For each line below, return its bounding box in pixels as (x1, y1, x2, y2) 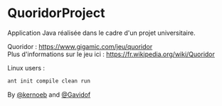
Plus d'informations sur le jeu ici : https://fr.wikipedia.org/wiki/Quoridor (7, 50, 216, 58)
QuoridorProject (7, 5, 105, 21)
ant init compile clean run (7, 77, 91, 85)
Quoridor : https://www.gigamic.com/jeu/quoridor (7, 42, 153, 51)
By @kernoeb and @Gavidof (7, 90, 91, 99)
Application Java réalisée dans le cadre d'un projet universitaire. (7, 28, 196, 37)
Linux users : (7, 63, 45, 72)
